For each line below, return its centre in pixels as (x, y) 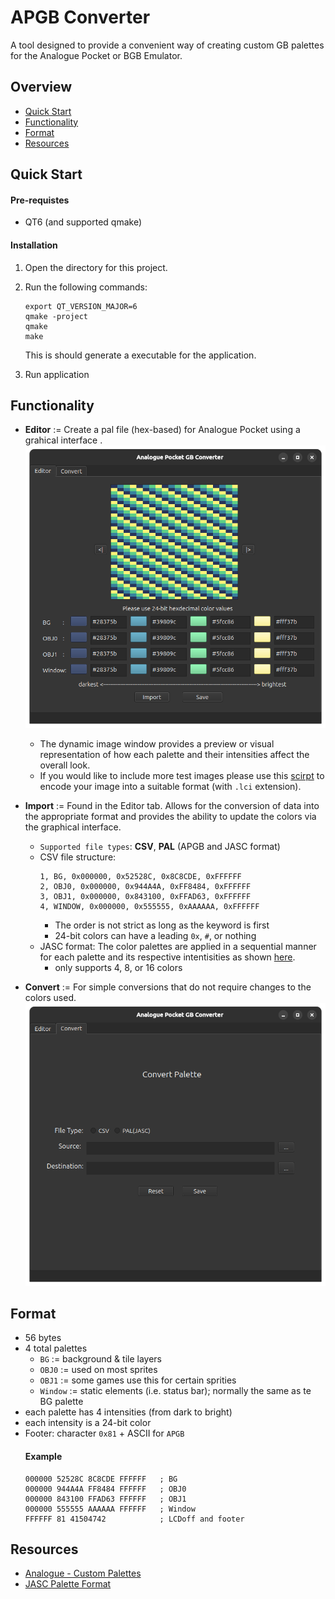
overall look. (65, 765)
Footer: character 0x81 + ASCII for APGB (104, 1433)
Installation (34, 245)
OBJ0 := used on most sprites (98, 1370)
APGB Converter (80, 17)
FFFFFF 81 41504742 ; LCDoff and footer (134, 1519)
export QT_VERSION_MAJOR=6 (81, 306)
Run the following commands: (86, 287)
